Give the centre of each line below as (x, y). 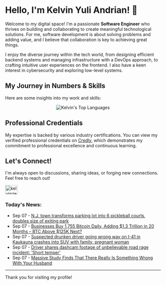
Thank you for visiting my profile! (39, 277)
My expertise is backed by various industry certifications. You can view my (82, 135)
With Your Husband (32, 263)
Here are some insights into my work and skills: (53, 98)
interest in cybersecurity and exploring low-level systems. (64, 70)
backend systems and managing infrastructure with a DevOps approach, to (82, 59)
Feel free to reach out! (28, 178)
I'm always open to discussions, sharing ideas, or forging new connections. (82, 173)
